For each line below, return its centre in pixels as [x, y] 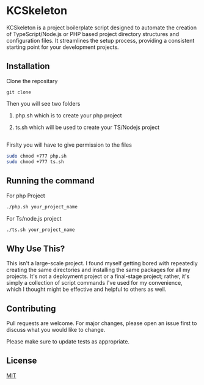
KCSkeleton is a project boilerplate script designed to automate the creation [102, 28]
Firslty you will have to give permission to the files [69, 145]
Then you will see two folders [43, 103]
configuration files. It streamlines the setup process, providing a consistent [100, 40]
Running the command [50, 181]
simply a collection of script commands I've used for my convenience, [95, 283]
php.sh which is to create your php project [68, 115]
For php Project [26, 196]
